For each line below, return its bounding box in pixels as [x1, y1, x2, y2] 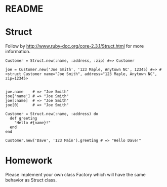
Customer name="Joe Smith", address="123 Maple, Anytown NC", [23, 71, 157, 77]
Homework [5, 155, 53, 166]
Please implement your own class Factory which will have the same [5, 172, 146, 178]
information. [5, 49, 31, 55]
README [5, 3, 44, 15]
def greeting [10, 116, 37, 121]
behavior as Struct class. [5, 177, 57, 183]
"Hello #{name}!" [14, 120, 51, 126]
